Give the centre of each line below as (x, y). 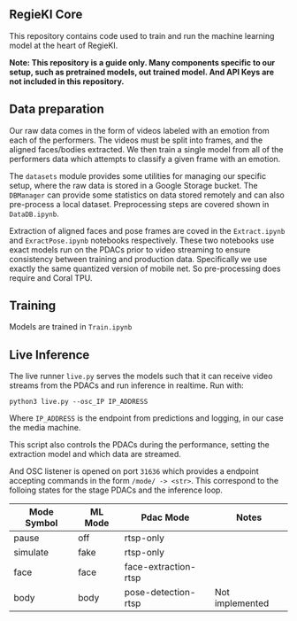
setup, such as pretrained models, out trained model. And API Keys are (141, 72)
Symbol (42, 524)
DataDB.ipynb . (34, 213)
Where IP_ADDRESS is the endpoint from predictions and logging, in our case (147, 418)
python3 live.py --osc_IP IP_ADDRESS (79, 402)
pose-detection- (160, 593)
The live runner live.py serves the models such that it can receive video (141, 376)
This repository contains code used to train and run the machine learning (142, 35)
